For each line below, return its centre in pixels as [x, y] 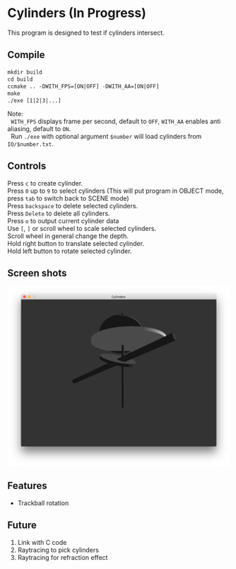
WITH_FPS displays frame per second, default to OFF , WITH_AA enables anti [116, 121]
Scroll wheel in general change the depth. [68, 236]
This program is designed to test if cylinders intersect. [86, 33]
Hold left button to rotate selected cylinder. [70, 251]
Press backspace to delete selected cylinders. [73, 205]
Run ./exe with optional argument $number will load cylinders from [106, 136]
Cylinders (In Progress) [77, 13]
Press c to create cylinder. [45, 183]
